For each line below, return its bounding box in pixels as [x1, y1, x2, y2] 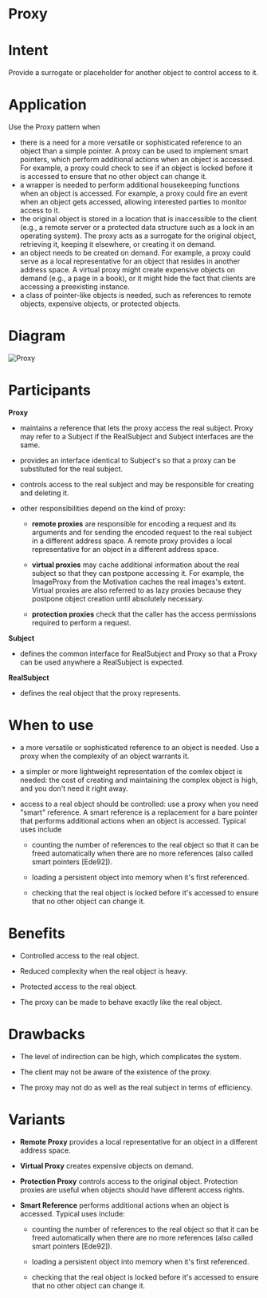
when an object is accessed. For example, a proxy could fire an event [19, 189, 249, 198]
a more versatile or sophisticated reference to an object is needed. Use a [19, 742, 260, 752]
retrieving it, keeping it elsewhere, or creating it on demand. [19, 240, 217, 249]
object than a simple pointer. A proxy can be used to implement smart [19, 146, 249, 156]
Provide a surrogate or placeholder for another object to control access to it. [8, 68, 259, 77]
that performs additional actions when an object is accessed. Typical [19, 816, 246, 825]
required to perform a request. [31, 617, 132, 627]
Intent [8, 42, 49, 60]
